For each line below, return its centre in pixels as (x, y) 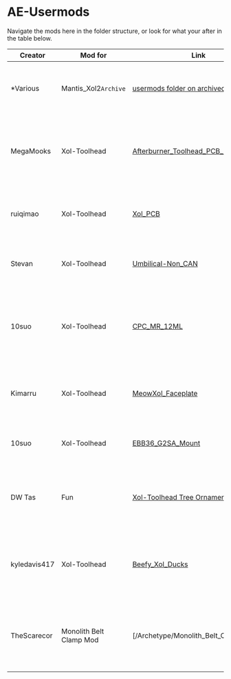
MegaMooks (31, 151)
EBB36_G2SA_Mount (166, 443)
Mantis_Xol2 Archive (93, 88)
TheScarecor (32, 635)
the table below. (30, 38)
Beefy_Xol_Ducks (160, 564)
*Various (25, 88)
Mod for (93, 55)
